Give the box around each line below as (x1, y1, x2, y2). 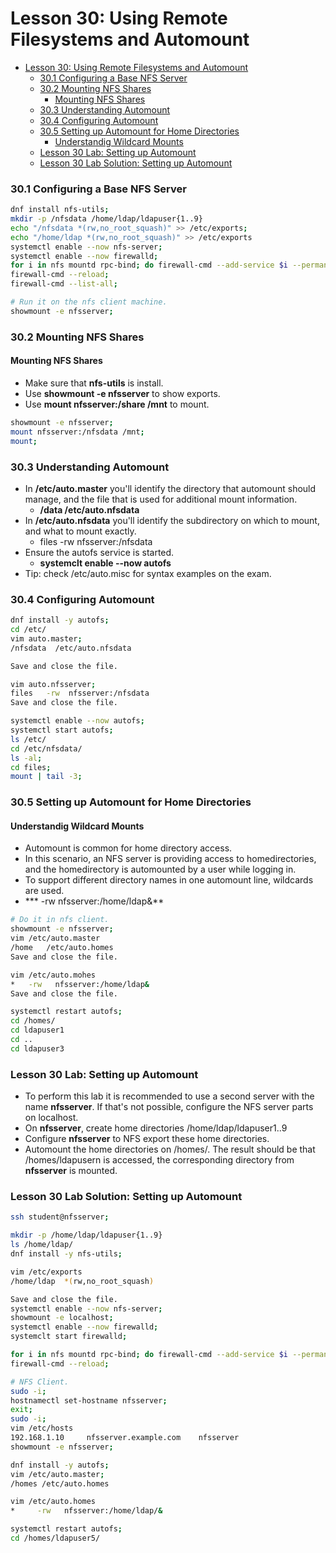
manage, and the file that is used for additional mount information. (24, 493, 298, 505)
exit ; (10, 1405, 33, 1415)
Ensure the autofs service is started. (24, 546, 175, 558)
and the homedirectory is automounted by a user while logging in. (24, 863, 297, 876)
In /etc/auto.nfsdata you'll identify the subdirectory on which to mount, (24, 514, 320, 526)
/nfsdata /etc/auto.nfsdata (10, 643, 132, 653)
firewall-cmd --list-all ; (10, 279, 118, 289)
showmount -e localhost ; (10, 1313, 114, 1323)
